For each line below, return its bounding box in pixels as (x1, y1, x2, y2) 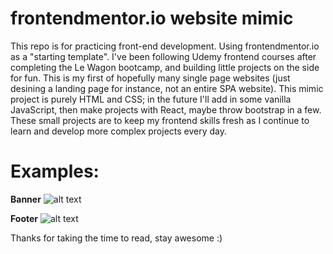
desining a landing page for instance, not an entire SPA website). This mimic (10, 82, 324, 94)
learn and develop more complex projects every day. (10, 125, 228, 137)
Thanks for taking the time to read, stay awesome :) (10, 232, 223, 244)
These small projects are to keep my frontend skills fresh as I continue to (10, 114, 310, 126)
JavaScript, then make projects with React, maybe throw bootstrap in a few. (10, 103, 322, 116)
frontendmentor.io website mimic (10, 7, 294, 30)
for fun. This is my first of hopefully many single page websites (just (10, 72, 291, 84)
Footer (10, 212, 39, 224)
